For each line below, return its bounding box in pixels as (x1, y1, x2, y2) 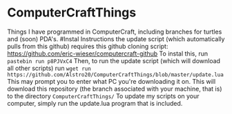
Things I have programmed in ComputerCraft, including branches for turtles (7, 27, 222, 36)
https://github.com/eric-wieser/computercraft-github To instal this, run (7, 49, 209, 58)
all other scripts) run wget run (7, 64, 91, 72)
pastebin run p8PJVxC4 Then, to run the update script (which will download (7, 56, 221, 65)
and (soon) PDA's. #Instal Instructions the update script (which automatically (7, 34, 225, 43)
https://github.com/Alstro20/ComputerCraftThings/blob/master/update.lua (7, 71, 224, 78)
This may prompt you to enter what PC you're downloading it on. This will (7, 77, 216, 85)
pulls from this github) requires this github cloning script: (7, 42, 168, 50)
